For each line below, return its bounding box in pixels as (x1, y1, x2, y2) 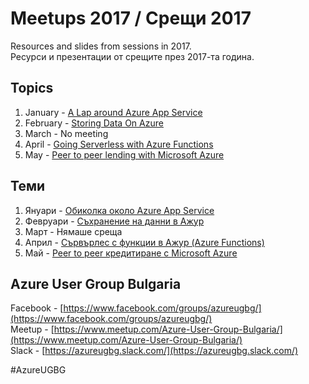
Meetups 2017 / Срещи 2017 (10, 7, 252, 30)
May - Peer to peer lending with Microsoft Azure (24, 148, 225, 161)
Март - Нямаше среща (24, 225, 123, 237)
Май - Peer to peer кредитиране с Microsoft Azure (24, 247, 238, 259)
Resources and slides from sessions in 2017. (10, 40, 192, 52)
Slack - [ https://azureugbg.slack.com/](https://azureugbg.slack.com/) (10, 345, 299, 357)
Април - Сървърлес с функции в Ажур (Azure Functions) (24, 236, 265, 248)
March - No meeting (24, 127, 109, 139)
